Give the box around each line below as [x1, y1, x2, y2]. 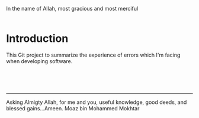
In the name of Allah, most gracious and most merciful [6, 5, 139, 12]
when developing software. [6, 57, 73, 64]
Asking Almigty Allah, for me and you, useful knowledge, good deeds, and [6, 99, 187, 106]
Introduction [6, 32, 69, 45]
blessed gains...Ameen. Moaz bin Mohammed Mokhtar [6, 104, 140, 112]
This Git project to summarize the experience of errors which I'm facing [6, 51, 181, 58]
